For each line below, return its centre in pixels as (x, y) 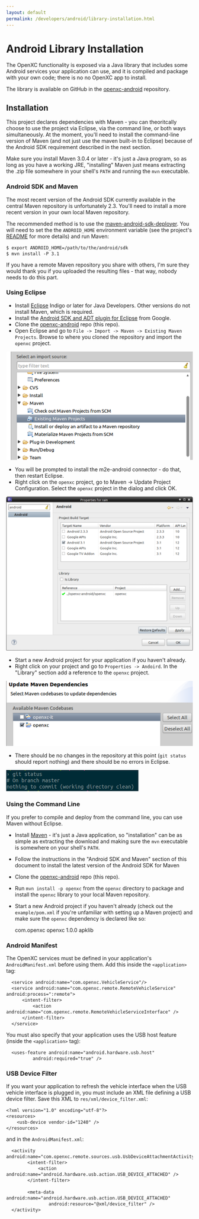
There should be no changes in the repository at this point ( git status (100, 755)
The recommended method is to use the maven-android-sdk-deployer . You (98, 223)
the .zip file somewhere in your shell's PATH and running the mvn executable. (98, 171)
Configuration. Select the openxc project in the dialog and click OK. (96, 488)
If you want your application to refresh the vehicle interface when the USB (97, 1086)
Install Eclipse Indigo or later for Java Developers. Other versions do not (102, 305)
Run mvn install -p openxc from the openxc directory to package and (99, 888)
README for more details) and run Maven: (58, 236)
